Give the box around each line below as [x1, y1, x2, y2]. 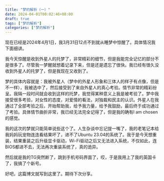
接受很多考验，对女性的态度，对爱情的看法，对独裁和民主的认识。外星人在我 [5, 97, 159, 103]
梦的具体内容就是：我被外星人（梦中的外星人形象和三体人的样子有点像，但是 [5, 79, 159, 85]
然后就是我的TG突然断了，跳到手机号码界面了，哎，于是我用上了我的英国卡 [5, 155, 157, 160]
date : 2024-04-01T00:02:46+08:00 [5, 12, 73, 17]
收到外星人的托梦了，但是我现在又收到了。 [5, 68, 91, 74]
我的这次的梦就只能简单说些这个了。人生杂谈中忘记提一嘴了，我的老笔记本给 [5, 126, 159, 132]
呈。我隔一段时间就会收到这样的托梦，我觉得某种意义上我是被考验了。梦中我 [5, 91, 159, 97]
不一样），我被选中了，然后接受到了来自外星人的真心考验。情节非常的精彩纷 [5, 85, 157, 90]
